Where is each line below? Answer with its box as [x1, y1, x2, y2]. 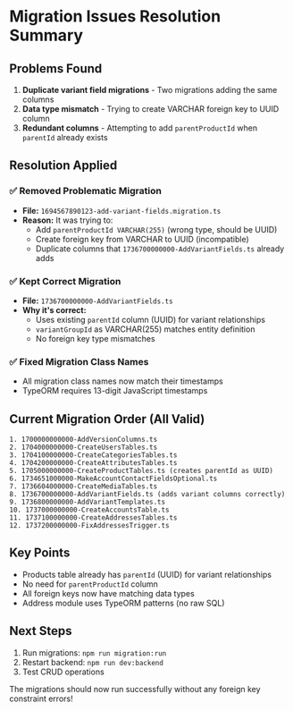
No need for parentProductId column [21, 579, 159, 589]
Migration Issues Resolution [9, 6, 222, 27]
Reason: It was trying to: [21, 215, 113, 225]
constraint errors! [9, 693, 73, 704]
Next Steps [9, 623, 72, 639]
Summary [9, 25, 83, 46]
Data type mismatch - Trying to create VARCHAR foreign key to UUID [21, 104, 280, 114]
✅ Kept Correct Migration [9, 275, 121, 287]
